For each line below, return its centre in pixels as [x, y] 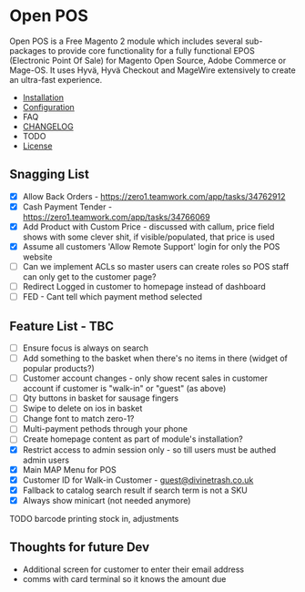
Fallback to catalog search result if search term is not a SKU [135, 490]
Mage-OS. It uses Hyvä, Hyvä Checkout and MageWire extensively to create [152, 70]
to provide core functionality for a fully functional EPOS [152, 50]
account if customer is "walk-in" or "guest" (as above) [124, 389]
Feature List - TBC [62, 326]
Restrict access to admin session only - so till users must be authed [149, 449]
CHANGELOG [48, 126]
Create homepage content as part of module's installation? [132, 439]
